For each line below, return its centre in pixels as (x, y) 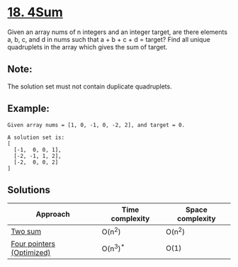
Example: (28, 109)
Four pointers (33, 244)
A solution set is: (36, 137)
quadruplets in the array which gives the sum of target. (87, 47)
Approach (53, 215)
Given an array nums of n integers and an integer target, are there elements (118, 32)
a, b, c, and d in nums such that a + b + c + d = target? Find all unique (109, 39)
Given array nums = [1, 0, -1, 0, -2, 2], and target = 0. (96, 125)
